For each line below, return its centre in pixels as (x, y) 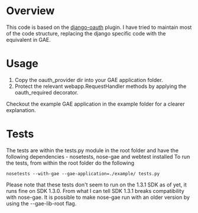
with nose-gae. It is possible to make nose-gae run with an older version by (98, 197)
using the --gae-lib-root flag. (41, 203)
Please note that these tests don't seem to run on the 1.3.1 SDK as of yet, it (97, 185)
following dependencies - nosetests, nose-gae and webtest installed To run (98, 156)
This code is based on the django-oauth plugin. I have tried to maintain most (99, 27)
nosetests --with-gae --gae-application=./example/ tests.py (83, 173)
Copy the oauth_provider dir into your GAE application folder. (89, 80)
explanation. (21, 110)
